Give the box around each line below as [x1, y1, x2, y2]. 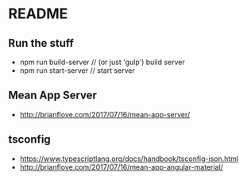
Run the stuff [8, 36, 74, 50]
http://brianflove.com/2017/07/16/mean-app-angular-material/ [19, 162, 224, 171]
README [8, 5, 68, 23]
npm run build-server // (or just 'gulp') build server [19, 57, 185, 67]
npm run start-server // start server [19, 66, 135, 75]
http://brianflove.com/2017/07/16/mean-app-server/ [19, 109, 191, 119]
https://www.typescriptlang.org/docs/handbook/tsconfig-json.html [19, 154, 239, 163]
